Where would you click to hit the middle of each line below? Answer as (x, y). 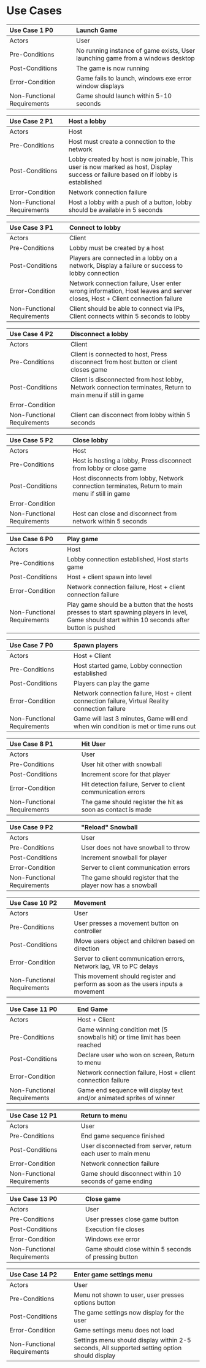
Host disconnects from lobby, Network (128, 478)
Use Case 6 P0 (31, 539)
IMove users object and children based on (134, 940)
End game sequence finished (123, 1136)
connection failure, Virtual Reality (121, 701)
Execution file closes (115, 1229)
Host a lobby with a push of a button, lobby (130, 202)
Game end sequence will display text (130, 1090)
